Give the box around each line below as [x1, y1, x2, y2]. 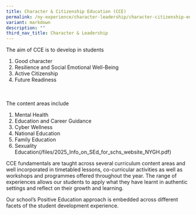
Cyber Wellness [14, 124, 53, 131]
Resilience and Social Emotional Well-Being [14, 64, 119, 71]
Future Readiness [14, 77, 57, 84]
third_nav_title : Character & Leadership [6, 30, 108, 36]
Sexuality [14, 143, 37, 150]
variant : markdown [6, 19, 51, 25]
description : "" [6, 25, 45, 31]
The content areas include [6, 100, 69, 107]
